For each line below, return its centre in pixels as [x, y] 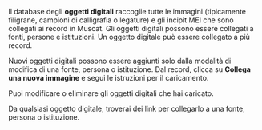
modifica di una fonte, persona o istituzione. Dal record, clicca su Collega [129, 69]
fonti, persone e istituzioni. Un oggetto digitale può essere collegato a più [129, 37]
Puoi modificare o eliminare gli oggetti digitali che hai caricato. [111, 93]
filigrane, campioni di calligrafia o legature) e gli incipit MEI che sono [121, 20]
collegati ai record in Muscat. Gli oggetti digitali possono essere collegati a [131, 28]
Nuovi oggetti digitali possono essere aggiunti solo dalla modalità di [120, 61]
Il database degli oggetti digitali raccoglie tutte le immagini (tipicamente [127, 12]
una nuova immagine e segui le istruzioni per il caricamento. [109, 78]
